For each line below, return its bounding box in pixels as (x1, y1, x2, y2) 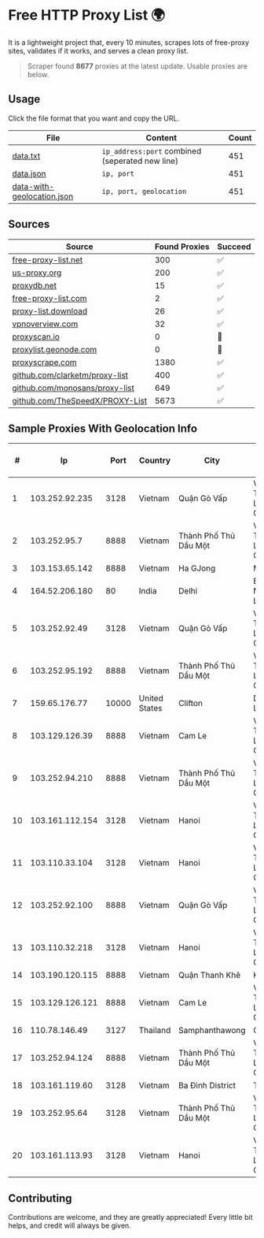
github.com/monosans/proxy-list (12, 382, 135, 393)
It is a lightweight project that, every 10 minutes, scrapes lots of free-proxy (8, 37, 250, 47)
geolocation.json (12, 191, 74, 202)
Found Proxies (154, 241, 210, 252)
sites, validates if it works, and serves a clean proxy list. (8, 46, 189, 55)
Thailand (138, 1025, 171, 1036)
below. (27, 69, 49, 79)
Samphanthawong (178, 1025, 246, 1036)
